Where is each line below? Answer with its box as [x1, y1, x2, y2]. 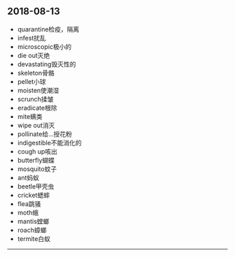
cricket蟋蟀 [17, 191, 50, 199]
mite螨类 [17, 112, 43, 121]
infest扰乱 [17, 34, 47, 42]
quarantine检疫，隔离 [17, 24, 80, 34]
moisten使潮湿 [17, 86, 59, 94]
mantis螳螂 [17, 216, 50, 226]
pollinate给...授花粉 [17, 129, 72, 138]
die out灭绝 [17, 51, 50, 59]
